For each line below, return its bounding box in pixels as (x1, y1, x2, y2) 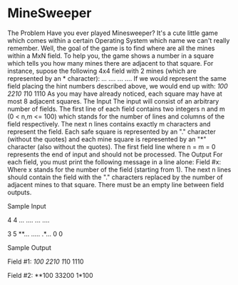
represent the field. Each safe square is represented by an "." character (7, 127, 216, 136)
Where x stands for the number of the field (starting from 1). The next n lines (7, 165, 232, 174)
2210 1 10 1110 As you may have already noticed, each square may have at (7, 89, 222, 98)
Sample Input (7, 201, 46, 210)
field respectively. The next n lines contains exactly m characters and (7, 119, 211, 128)
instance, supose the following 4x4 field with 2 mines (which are (7, 66, 197, 75)
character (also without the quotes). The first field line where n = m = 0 (7, 142, 216, 151)
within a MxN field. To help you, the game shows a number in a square (7, 51, 214, 60)
